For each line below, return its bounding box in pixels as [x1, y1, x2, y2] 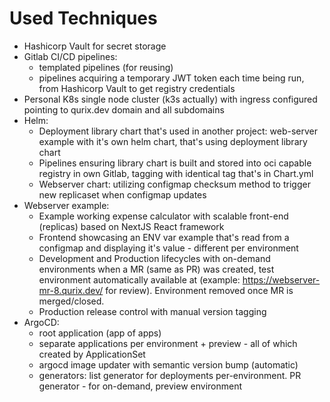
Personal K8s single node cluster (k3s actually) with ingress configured [23, 93, 318, 105]
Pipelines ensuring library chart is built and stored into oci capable [38, 157, 312, 169]
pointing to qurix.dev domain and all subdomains [23, 103, 225, 116]
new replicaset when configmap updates [38, 188, 207, 201]
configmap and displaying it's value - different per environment [38, 242, 299, 254]
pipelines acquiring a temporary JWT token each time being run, [38, 72, 305, 84]
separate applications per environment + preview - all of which [38, 337, 298, 349]
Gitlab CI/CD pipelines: [23, 50, 118, 62]
